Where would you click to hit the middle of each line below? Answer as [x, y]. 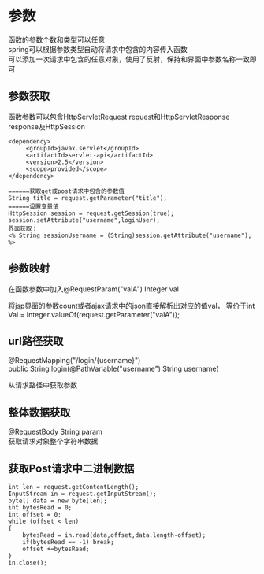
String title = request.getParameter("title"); [88, 198]
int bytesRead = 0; [40, 508]
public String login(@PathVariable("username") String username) [113, 369]
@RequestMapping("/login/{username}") [74, 361]
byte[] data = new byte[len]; [58, 501]
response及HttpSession [46, 126]
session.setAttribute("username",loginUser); [84, 220]
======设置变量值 [33, 206]
